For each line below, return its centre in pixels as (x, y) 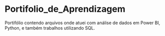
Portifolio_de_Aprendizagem (65, 9)
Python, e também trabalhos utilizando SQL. (50, 28)
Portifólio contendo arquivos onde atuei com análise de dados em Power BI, (82, 23)
